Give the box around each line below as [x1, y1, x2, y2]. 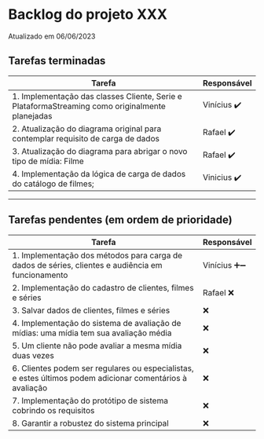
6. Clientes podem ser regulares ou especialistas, [12, 363, 194, 374]
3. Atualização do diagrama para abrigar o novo [12, 145, 188, 156]
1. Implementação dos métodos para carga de [12, 250, 183, 261]
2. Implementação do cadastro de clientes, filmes [12, 282, 194, 293]
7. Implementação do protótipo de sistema [12, 395, 169, 406]
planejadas [12, 110, 53, 121]
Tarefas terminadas [8, 54, 106, 68]
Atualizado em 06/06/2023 [8, 31, 96, 41]
